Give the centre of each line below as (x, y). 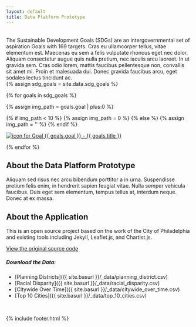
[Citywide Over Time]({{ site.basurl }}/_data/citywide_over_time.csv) (97, 289)
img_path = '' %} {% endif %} (42, 124)
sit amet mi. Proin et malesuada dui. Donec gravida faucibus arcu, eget (92, 71)
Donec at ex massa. (30, 198)
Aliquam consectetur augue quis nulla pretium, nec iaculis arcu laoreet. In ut (98, 59)
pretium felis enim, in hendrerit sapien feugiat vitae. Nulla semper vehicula (96, 186)
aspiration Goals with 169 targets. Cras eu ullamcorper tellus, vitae (86, 46)
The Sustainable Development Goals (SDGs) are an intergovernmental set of (98, 40)
